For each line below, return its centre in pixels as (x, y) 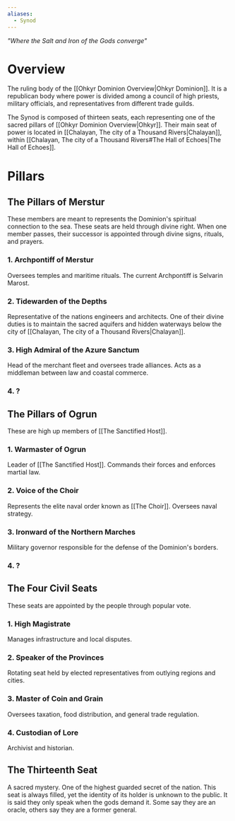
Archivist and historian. (41, 747)
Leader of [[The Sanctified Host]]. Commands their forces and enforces (112, 465)
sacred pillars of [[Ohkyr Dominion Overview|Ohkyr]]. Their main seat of (112, 125)
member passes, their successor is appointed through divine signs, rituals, (116, 234)
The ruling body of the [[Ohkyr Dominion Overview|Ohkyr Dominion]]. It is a (117, 88)
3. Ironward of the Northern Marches (72, 532)
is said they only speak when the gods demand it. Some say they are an (112, 802)
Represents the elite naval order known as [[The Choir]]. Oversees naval (112, 506)
